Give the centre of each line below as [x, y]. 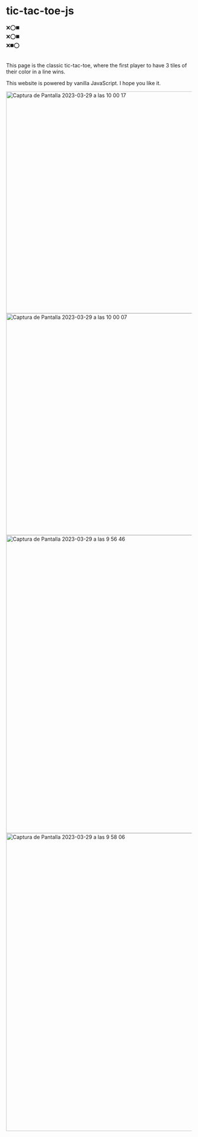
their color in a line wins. [36, 72]
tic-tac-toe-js [40, 11]
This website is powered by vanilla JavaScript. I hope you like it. [83, 83]
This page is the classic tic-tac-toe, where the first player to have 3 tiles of [97, 65]
